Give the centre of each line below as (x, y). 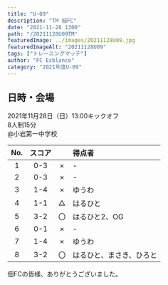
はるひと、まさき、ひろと (115, 255)
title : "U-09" (28, 14)
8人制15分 (22, 125)
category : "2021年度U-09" (44, 67)
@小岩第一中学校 (32, 134)
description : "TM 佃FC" (42, 21)
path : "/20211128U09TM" (43, 34)
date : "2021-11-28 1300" (44, 27)
